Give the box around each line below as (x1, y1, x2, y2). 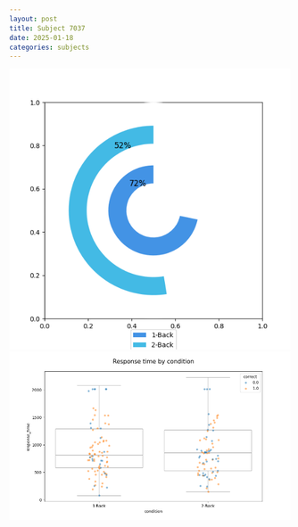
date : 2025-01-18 (9, 33, 74, 42)
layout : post (9, 14, 58, 23)
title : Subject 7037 (9, 23, 87, 33)
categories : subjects (9, 43, 90, 52)
